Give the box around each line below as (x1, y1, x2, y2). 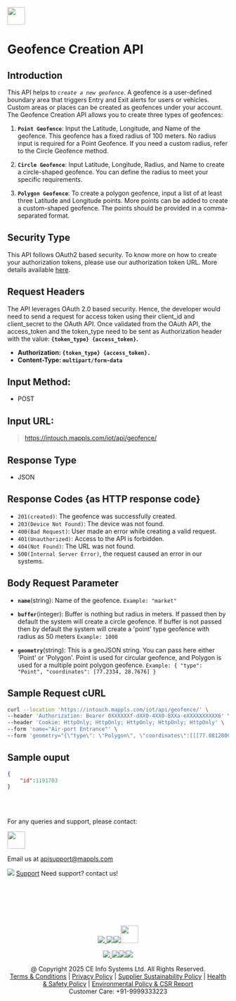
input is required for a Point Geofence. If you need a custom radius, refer (17, 139, 228, 147)
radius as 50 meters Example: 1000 (17, 632, 118, 640)
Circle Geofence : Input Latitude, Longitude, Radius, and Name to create (17, 161, 225, 168)
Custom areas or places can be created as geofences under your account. (7, 103, 223, 111)
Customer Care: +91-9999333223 (68, 987, 168, 996)
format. (48, 211, 70, 220)
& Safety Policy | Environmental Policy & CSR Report (42, 980, 194, 988)
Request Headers (7, 286, 85, 298)
